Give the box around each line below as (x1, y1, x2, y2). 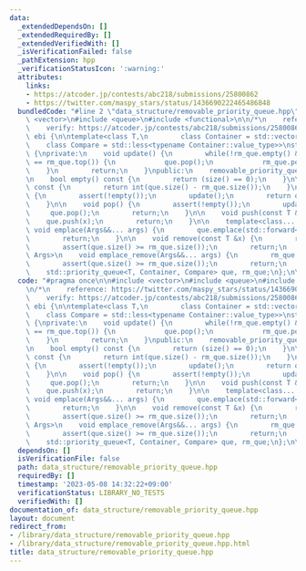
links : (25, 81, 51, 90)
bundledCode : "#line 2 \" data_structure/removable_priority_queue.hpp (17, 107, 291, 116)
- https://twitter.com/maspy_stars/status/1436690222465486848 (25, 98, 271, 108)
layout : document (9, 514, 76, 523)
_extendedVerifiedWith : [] (17, 38, 120, 48)
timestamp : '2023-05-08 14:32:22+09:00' (17, 480, 173, 489)
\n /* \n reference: (25, 285, 107, 294)
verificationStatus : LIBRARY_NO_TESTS (17, 488, 166, 497)
